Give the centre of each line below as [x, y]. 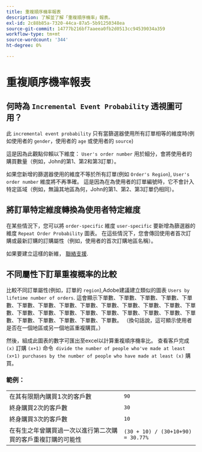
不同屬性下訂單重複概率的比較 [62, 275]
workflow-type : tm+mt [33, 34]
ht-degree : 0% [24, 46]
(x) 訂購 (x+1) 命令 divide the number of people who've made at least [96, 348]
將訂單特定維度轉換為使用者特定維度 [73, 210]
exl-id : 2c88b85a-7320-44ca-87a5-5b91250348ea [66, 23]
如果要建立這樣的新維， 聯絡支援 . [47, 253]
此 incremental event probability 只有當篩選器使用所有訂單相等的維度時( [98, 133]
